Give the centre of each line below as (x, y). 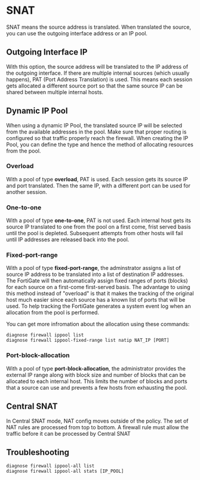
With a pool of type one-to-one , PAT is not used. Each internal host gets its (99, 221)
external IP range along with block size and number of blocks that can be (96, 375)
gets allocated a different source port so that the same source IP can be (95, 86)
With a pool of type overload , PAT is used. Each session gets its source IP (97, 179)
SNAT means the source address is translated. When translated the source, (99, 27)
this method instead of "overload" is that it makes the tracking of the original (100, 293)
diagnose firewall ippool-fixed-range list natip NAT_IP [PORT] (88, 341)
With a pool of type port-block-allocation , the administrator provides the (96, 368)
